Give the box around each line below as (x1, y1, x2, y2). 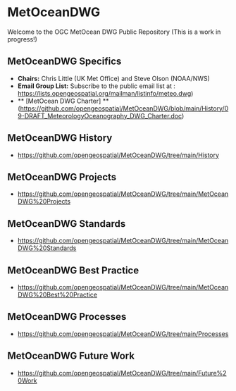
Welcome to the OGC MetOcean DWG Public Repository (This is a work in (7, 27, 221, 36)
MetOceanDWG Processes (7, 311, 127, 323)
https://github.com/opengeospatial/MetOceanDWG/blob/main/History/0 (20, 104, 229, 113)
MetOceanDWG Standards (7, 218, 126, 230)
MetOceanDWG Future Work (7, 350, 135, 362)
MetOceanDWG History (7, 132, 113, 144)
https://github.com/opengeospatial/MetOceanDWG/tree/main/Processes (17, 329, 229, 338)
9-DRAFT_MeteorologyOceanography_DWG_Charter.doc (17, 111, 182, 120)
